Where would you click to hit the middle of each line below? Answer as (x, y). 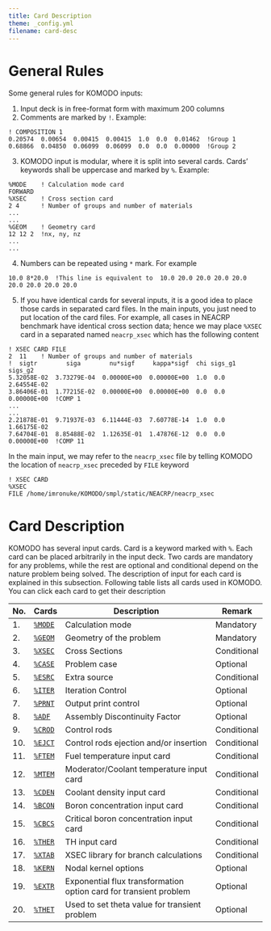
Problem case (91, 664)
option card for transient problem (128, 891)
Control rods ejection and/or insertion (136, 743)
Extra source (89, 677)
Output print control (102, 704)
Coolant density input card (115, 793)
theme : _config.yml (41, 23)
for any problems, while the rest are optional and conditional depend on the (133, 566)
